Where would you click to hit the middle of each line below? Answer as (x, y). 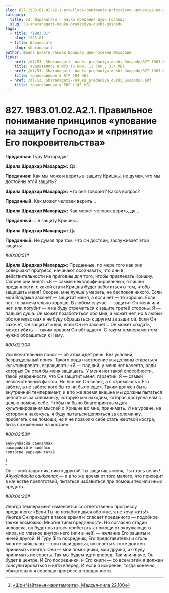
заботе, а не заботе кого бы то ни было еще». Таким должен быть (76, 387)
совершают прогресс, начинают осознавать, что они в (64, 270)
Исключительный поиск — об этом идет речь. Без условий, (70, 354)
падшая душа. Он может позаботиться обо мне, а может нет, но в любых (84, 313)
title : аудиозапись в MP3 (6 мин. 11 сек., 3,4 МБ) (69, 66)
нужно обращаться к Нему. (35, 335)
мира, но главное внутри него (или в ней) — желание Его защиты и (78, 533)
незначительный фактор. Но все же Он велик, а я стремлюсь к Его (77, 381)
